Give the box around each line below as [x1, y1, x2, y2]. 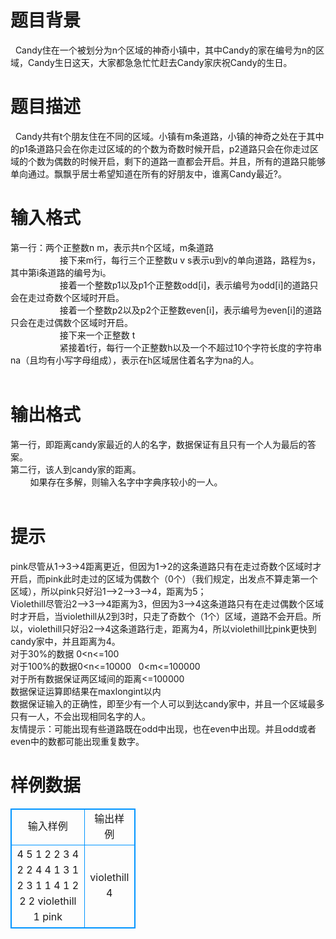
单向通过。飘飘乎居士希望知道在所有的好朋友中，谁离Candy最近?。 [10, 167, 288, 180]
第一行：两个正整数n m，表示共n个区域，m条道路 [10, 241, 215, 253]
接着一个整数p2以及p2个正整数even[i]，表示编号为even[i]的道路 [59, 304, 323, 316]
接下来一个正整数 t [59, 329, 136, 341]
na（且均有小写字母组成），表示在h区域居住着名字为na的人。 [10, 354, 260, 366]
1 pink [33, 909, 63, 923]
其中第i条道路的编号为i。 [10, 266, 112, 278]
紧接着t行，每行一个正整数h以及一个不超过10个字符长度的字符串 [59, 341, 323, 353]
